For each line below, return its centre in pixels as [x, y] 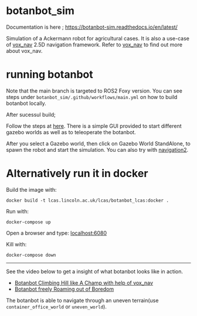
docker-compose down [31, 255]
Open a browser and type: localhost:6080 [57, 233]
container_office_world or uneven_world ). [57, 307]
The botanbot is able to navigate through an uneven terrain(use [82, 300]
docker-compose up [28, 222]
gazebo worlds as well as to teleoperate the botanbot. [71, 132]
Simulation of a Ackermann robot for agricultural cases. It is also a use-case [98, 38]
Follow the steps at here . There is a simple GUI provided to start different [94, 126]
